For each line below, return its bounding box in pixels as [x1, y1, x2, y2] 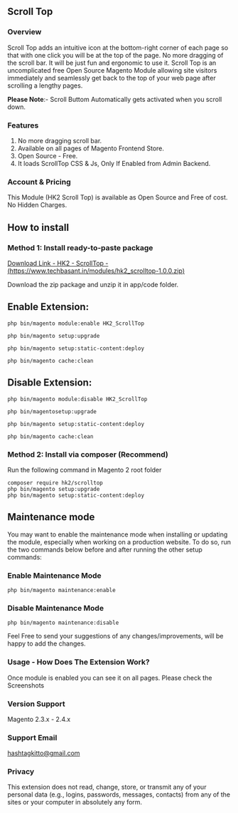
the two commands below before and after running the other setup [7, 545, 202, 554]
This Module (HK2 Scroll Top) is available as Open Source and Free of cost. [7, 193, 228, 202]
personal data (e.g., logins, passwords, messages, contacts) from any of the [7, 790, 231, 799]
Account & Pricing [7, 177, 71, 187]
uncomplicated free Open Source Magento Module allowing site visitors [7, 66, 217, 74]
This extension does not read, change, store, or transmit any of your [7, 783, 207, 792]
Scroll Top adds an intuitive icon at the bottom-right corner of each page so [7, 43, 229, 52]
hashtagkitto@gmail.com [7, 749, 80, 757]
